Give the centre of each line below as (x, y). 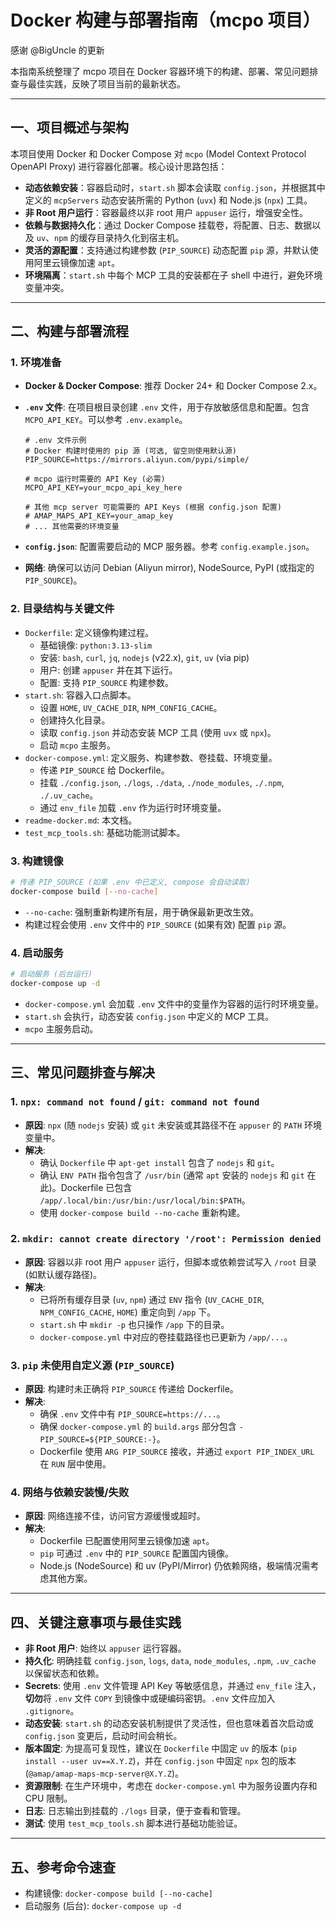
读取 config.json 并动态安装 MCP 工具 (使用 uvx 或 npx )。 (158, 732)
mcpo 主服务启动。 (61, 1028)
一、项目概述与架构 (69, 127)
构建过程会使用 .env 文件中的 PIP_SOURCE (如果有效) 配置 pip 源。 (158, 924)
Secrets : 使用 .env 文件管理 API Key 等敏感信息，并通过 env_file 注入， (173, 1686)
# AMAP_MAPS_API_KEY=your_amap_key (99, 516)
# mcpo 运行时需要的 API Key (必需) (95, 479)
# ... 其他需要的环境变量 (72, 527)
